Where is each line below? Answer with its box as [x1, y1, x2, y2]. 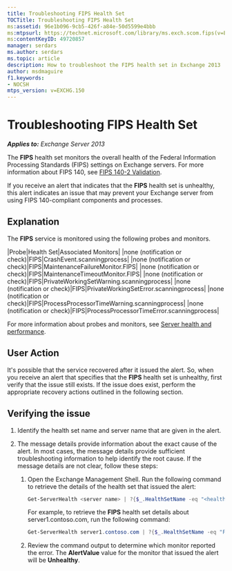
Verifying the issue [7, 408, 91, 420]
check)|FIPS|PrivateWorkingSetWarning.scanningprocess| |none [7, 277, 191, 285]
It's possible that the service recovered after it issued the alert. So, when [7, 366, 214, 374]
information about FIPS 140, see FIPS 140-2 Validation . [7, 168, 162, 176]
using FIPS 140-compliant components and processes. [7, 196, 163, 205]
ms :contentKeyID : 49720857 [7, 36, 85, 43]
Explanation [7, 216, 60, 228]
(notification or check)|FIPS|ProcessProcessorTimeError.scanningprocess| [7, 306, 220, 315]
